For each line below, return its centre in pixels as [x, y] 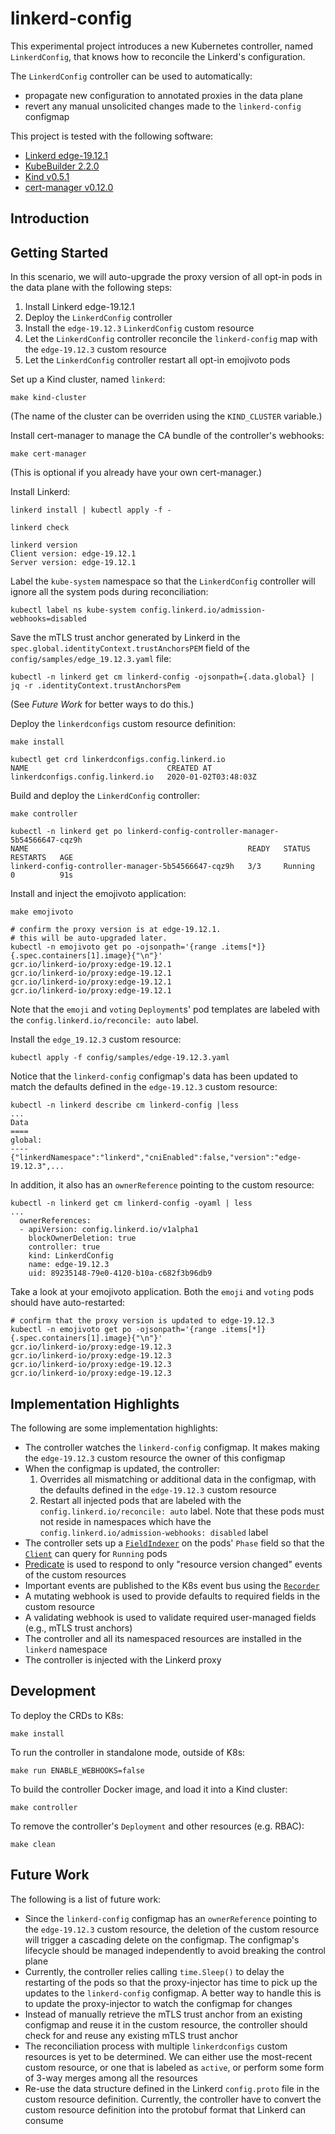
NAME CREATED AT [111, 768]
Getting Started [59, 252]
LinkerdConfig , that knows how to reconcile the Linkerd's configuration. [158, 56]
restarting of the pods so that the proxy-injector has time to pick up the [171, 1982]
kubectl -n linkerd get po [66, 832]
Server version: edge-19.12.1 [73, 563]
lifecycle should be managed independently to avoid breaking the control [175, 1950]
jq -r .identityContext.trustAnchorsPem [96, 686]
